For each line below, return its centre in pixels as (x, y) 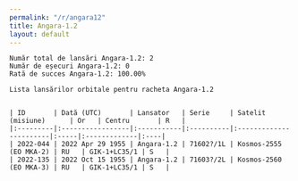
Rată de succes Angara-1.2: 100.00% (77, 74)
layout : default (39, 34)
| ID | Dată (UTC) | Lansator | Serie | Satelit (138, 113)
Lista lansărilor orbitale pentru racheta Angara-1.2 (112, 90)
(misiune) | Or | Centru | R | (98, 121)
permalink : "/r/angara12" (57, 17)
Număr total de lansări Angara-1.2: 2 (81, 59)
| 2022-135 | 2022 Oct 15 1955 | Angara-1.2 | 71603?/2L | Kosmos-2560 (145, 160)
